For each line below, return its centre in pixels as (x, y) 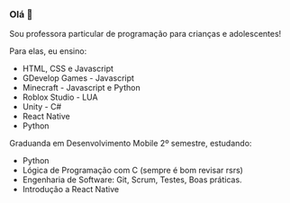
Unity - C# (42, 107)
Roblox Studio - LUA (60, 97)
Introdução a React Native (71, 190)
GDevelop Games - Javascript (78, 78)
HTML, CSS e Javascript (68, 69)
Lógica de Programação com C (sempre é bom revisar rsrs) (132, 171)
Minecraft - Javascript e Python (82, 88)
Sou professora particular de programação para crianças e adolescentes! (145, 34)
